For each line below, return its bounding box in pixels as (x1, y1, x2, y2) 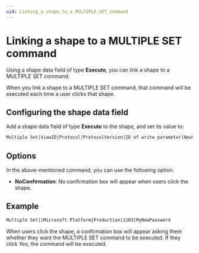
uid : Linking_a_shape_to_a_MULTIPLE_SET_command (6, 8, 129, 15)
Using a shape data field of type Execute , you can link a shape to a (6, 66, 170, 73)
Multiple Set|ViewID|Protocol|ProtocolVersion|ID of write (6, 134, 155, 141)
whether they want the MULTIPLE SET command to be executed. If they (6, 234, 181, 241)
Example (6, 202, 39, 212)
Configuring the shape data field (6, 107, 129, 117)
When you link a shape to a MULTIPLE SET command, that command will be (6, 84, 191, 91)
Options (6, 151, 37, 161)
